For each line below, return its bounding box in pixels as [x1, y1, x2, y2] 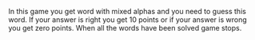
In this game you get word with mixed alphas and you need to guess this [8, 7, 246, 16]
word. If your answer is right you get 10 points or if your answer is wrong [8, 15, 248, 24]
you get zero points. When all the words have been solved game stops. [8, 24, 242, 32]
